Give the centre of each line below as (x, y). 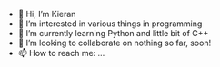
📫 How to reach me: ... (61, 53)
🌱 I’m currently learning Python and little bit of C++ (113, 33)
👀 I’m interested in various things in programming (110, 24)
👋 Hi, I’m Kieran (47, 14)
